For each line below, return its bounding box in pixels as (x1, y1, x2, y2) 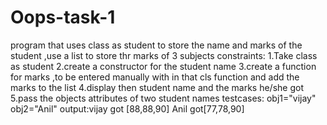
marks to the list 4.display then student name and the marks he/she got (10, 81, 304, 93)
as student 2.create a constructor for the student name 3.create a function (10, 60, 317, 72)
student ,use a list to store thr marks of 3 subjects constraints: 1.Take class (10, 49, 318, 61)
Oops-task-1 (10, 6, 116, 29)
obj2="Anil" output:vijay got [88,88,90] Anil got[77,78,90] (10, 102, 245, 115)
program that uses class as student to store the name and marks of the (10, 39, 303, 51)
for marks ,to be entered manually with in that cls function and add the (10, 71, 300, 83)
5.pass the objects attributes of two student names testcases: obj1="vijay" (10, 92, 317, 104)
